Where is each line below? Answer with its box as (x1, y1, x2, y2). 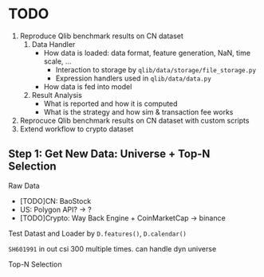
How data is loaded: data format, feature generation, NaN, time (43, 48, 251, 57)
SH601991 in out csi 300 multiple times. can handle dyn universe (8, 244, 217, 253)
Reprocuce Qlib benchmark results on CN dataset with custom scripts (19, 115, 250, 125)
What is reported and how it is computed (43, 99, 178, 108)
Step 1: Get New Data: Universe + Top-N (8, 147, 211, 161)
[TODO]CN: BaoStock (19, 196, 92, 205)
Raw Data (8, 181, 40, 190)
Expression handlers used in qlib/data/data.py (55, 73, 211, 83)
